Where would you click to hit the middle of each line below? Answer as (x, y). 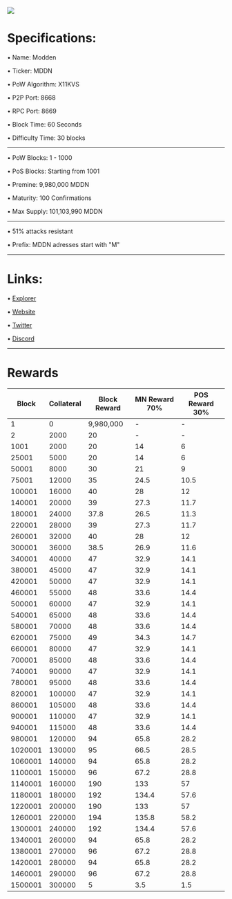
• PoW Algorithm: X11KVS (43, 84)
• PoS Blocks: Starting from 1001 (54, 171)
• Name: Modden (32, 57)
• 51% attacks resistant (40, 231)
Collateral (65, 403)
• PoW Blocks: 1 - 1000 (40, 157)
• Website (21, 311)
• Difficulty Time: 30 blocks (46, 138)
